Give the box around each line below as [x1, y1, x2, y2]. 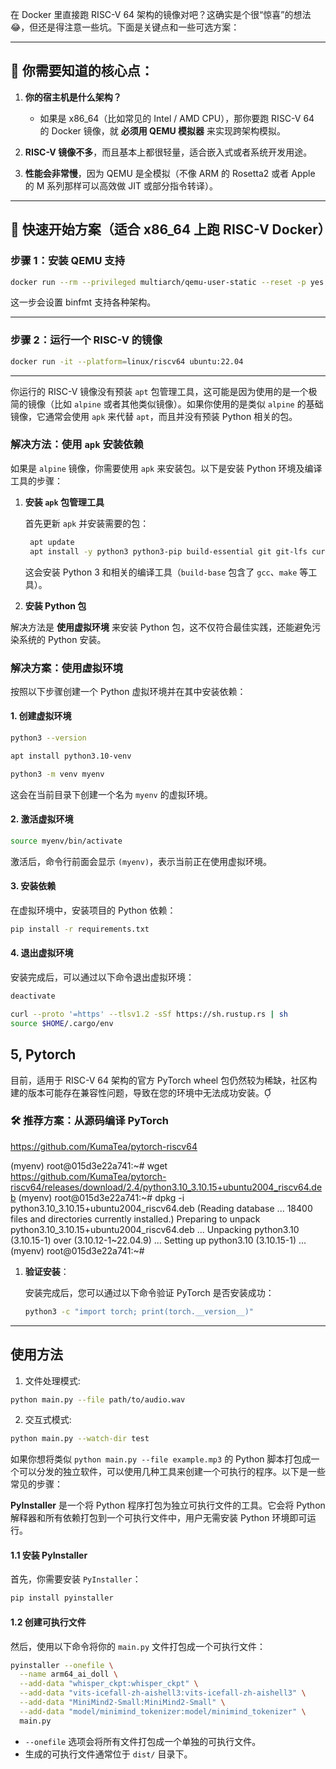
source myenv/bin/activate [10, 836, 123, 846]
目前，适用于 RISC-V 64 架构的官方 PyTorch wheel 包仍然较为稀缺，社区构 [10, 1074, 318, 1086]
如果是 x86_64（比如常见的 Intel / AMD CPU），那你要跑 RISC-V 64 [39, 112, 315, 124]
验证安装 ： [24, 1265, 70, 1277]
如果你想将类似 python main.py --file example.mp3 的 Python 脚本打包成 [10, 1453, 312, 1465]
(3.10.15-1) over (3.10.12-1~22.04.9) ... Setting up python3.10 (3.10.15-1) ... [10, 1234, 307, 1246]
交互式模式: [24, 1414, 72, 1426]
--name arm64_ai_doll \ [19, 1669, 118, 1680]
